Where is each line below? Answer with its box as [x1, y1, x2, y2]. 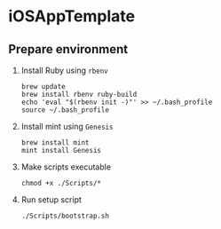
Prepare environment [8, 42, 129, 57]
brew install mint [20, 138, 90, 147]
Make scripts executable [20, 162, 112, 172]
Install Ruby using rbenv [20, 65, 108, 75]
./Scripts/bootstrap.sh [20, 211, 110, 220]
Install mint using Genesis [20, 122, 114, 131]
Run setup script [20, 194, 82, 205]
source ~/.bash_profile [20, 106, 110, 114]
